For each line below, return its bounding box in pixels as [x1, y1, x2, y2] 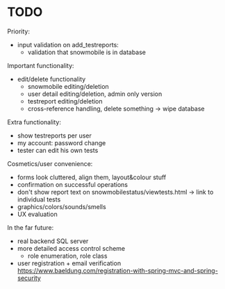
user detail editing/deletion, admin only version [27, 90, 162, 98]
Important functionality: [7, 61, 74, 69]
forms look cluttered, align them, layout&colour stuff [17, 173, 167, 181]
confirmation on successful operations [17, 180, 128, 188]
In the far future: [7, 223, 54, 231]
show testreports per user [17, 131, 92, 140]
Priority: [7, 27, 30, 35]
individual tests [17, 195, 61, 204]
